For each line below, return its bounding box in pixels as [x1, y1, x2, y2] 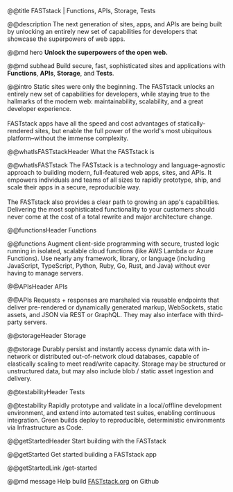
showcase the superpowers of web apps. [7, 35, 126, 43]
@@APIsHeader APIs [7, 282, 68, 291]
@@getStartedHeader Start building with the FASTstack [7, 437, 166, 445]
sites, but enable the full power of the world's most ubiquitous [34, 127, 212, 135]
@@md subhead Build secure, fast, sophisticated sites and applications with [7, 62, 225, 69]
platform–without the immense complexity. [7, 134, 129, 142]
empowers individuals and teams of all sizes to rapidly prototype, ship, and [7, 176, 221, 184]
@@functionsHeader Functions [7, 226, 97, 234]
